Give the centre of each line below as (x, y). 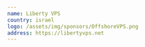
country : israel (31, 20)
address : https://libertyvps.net (56, 33)
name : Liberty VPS (34, 13)
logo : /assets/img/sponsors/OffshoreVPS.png (73, 26)
